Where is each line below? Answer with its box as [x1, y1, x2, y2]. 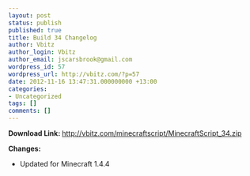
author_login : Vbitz [8, 48, 77, 56]
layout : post [8, 11, 51, 20]
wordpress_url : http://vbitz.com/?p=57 [8, 70, 140, 78]
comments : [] [8, 107, 51, 115]
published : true [8, 26, 62, 34]
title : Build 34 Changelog [8, 33, 97, 42]
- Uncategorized [8, 92, 62, 100]
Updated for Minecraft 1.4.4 [19, 159, 110, 168]
